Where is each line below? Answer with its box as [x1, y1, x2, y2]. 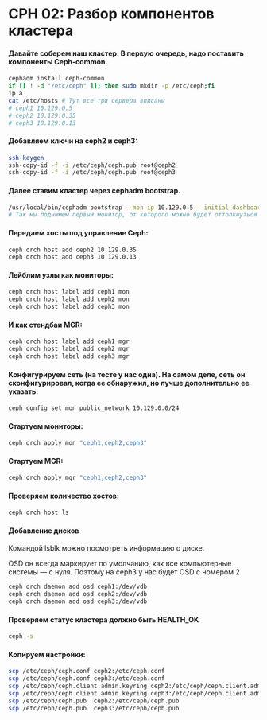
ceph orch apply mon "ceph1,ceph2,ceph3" [8, 439, 148, 447]
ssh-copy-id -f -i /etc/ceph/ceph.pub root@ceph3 [8, 169, 176, 177]
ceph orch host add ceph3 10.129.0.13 [8, 253, 137, 261]
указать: [8, 387, 39, 396]
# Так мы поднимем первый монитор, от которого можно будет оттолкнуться [8, 211, 258, 219]
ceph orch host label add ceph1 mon [8, 288, 130, 296]
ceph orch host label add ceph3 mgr [8, 352, 130, 360]
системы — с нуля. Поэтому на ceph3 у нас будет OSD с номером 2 [8, 567, 241, 577]
